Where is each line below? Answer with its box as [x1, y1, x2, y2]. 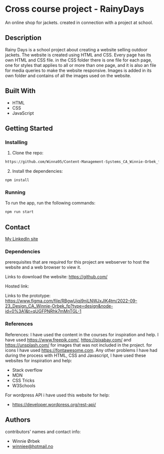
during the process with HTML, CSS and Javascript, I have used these [5, 352, 146, 358]
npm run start [5, 209, 34, 214]
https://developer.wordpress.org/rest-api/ [12, 401, 96, 407]
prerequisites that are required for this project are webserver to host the [5, 259, 150, 265]
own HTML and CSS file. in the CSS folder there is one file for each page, [5, 57, 152, 63]
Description [5, 34, 41, 42]
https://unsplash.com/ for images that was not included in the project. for [5, 342, 152, 348]
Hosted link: [5, 283, 29, 289]
